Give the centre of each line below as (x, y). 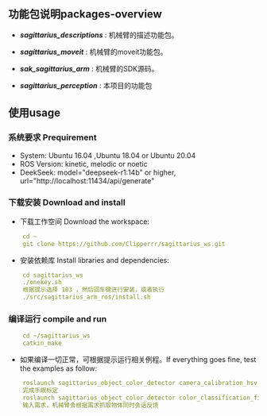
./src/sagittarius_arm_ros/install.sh (87, 297)
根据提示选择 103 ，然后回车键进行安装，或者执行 (94, 290)
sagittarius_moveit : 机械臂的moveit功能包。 (93, 52)
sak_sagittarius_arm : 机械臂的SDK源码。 (89, 68)
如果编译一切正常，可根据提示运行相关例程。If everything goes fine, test (138, 360)
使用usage (35, 113)
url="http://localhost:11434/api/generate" (87, 180)
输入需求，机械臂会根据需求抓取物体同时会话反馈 (91, 405)
